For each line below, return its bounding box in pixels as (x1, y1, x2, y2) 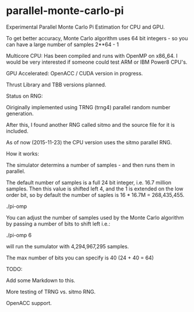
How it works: (6, 150, 40, 157)
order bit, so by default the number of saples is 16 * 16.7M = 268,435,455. (6, 191, 185, 198)
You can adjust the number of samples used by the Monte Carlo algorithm (6, 214, 184, 221)
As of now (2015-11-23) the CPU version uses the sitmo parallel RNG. (6, 138, 172, 145)
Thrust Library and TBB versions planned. (6, 81, 106, 88)
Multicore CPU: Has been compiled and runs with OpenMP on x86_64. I (6, 52, 178, 59)
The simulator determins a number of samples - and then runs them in (6, 161, 175, 168)
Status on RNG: (6, 92, 43, 99)
